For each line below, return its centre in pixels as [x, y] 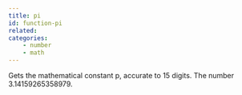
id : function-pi [35, 23]
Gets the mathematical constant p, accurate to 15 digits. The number [121, 75]
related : [23, 30]
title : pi [25, 16]
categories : [28, 38]
